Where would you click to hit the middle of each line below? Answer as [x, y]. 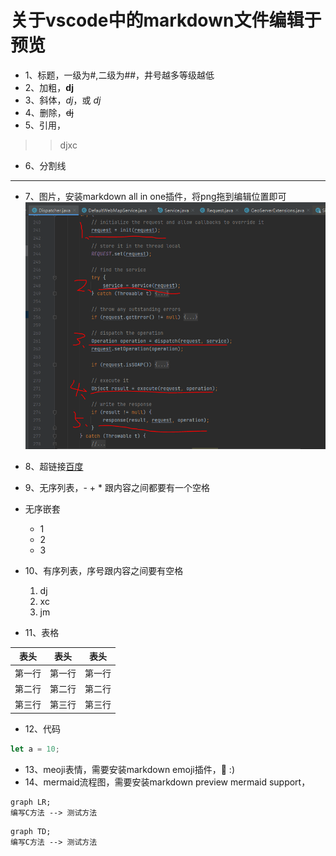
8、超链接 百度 [54, 466]
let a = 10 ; [35, 749]
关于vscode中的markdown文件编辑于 [166, 20]
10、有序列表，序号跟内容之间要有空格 [104, 570]
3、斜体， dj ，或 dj [63, 100]
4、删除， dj [49, 112]
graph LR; [31, 802]
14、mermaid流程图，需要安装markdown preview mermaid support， [167, 782]
